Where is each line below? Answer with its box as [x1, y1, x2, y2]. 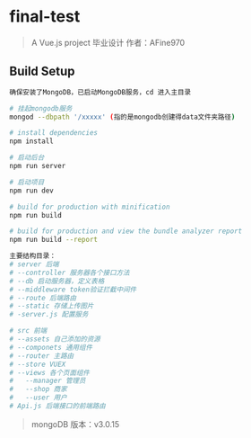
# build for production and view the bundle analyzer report [9, 227, 243, 236]
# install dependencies [9, 129, 99, 138]
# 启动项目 [9, 177, 45, 186]
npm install [9, 137, 54, 146]
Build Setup [9, 64, 75, 79]
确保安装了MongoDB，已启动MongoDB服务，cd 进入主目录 [9, 87, 191, 96]
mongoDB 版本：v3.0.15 [30, 418, 120, 429]
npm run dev [9, 186, 54, 195]
